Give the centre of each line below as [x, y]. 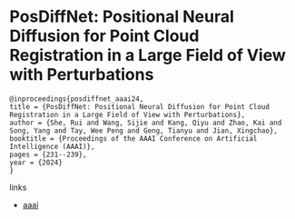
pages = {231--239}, [49, 154]
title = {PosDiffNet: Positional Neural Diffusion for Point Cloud [140, 106]
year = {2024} [36, 162]
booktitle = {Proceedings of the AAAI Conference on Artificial [133, 138]
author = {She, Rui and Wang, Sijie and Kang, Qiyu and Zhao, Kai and [146, 123]
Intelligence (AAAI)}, [52, 146]
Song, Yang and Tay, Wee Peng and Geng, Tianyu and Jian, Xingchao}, [144, 130]
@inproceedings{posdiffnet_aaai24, [77, 99]
